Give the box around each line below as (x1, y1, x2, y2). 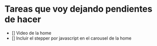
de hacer (4, 14, 41, 25)
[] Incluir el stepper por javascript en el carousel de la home (11, 35, 132, 41)
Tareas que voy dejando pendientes (4, 3, 153, 15)
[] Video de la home (11, 30, 52, 36)
